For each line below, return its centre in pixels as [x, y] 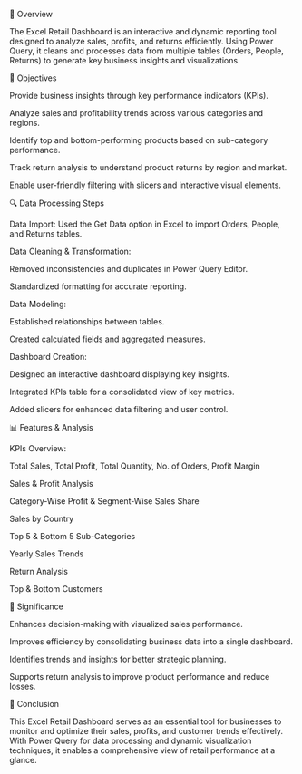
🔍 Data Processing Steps [57, 203]
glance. [24, 760]
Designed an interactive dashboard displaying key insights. [119, 374]
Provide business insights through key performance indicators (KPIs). [139, 96]
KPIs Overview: [38, 448]
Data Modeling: [38, 304]
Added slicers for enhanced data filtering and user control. [119, 409]
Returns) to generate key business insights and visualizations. [125, 60]
